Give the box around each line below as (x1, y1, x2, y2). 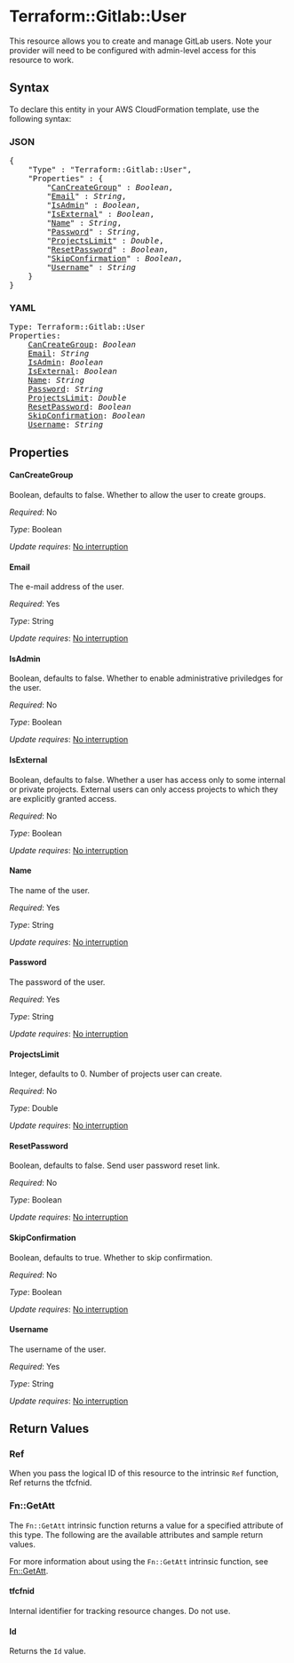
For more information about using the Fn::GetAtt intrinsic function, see (9, 1555, 269, 1566)
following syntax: (9, 113, 72, 124)
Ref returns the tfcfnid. (9, 1477, 92, 1488)
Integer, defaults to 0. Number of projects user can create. (9, 1068, 223, 1079)
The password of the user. (9, 976, 106, 987)
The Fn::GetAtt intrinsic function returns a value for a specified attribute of (9, 1520, 284, 1531)
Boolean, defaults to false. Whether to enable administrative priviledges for (9, 673, 283, 684)
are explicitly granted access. (9, 793, 117, 804)
